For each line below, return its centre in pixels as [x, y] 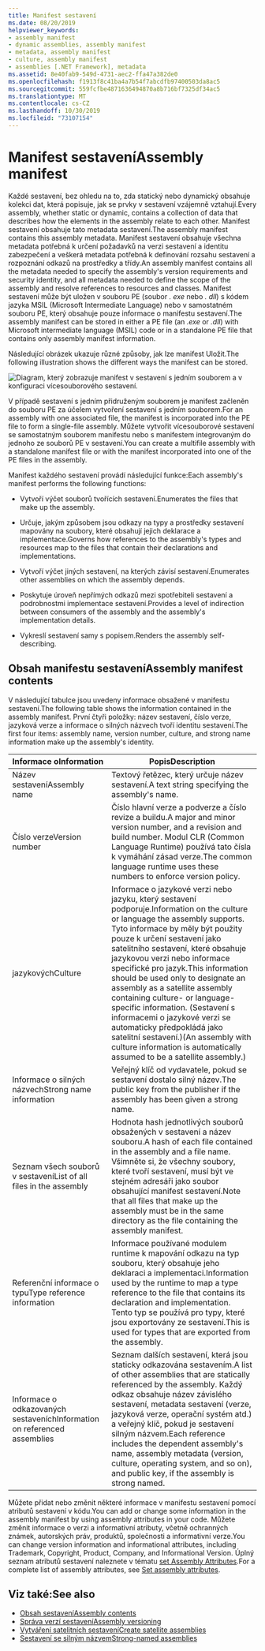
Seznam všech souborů [56, 1166]
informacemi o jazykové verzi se [171, 1017]
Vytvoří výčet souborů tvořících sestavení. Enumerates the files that [129, 499]
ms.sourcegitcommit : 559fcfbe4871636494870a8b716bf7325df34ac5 [114, 89]
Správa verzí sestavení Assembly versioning [90, 1622]
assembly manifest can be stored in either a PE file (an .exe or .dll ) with [123, 321]
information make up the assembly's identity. [81, 742]
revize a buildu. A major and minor [174, 817]
